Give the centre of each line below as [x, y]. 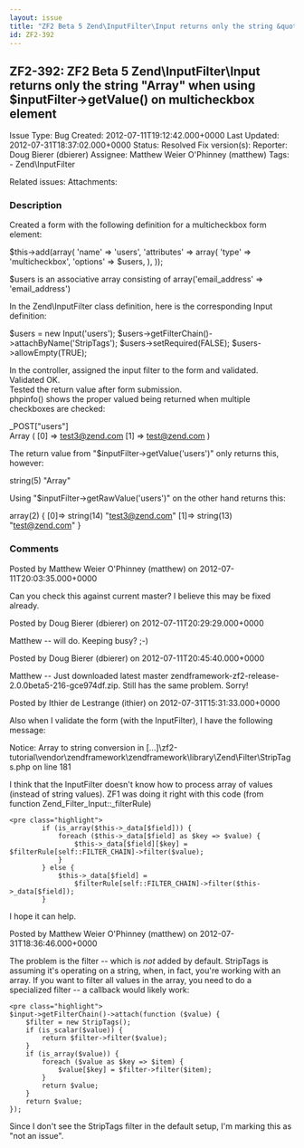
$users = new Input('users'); [62, 334]
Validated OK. [35, 380]
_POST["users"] [39, 426]
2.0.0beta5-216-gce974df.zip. [65, 685]
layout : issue [36, 18]
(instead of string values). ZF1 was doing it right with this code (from [137, 794]
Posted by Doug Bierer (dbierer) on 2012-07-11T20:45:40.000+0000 [137, 658]
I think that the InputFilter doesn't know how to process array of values [141, 784]
